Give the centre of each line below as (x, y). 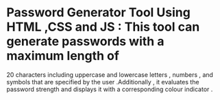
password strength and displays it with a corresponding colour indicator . (110, 89)
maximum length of (63, 56)
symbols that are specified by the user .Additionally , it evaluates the (103, 82)
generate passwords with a (85, 41)
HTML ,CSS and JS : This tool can (103, 27)
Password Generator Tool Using (99, 13)
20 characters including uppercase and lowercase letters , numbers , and (110, 74)
